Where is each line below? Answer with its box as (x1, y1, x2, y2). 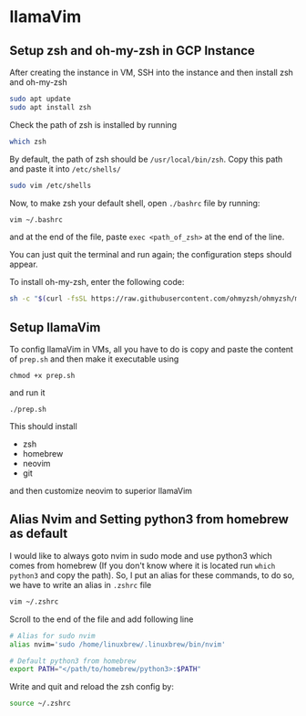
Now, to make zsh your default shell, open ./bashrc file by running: (9, 197, 260, 208)
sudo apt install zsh (9, 102, 92, 111)
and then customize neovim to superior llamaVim (9, 486, 193, 497)
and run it (9, 387, 46, 398)
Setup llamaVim (9, 320, 101, 335)
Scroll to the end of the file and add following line (9, 614, 194, 625)
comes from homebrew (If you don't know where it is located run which (9, 560, 276, 571)
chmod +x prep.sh (9, 372, 76, 381)
